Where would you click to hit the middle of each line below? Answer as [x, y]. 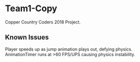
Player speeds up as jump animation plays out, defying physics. [69, 49]
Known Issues [27, 37]
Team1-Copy [31, 9]
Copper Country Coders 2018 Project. [43, 22]
